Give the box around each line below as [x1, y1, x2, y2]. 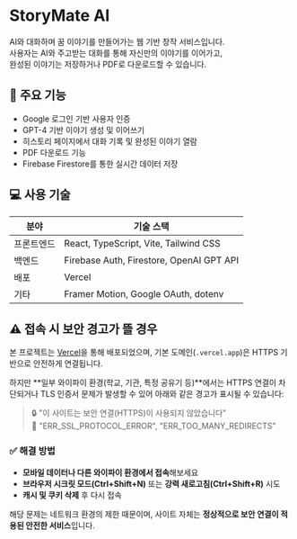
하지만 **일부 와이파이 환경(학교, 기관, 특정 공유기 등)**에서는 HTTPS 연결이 [9, 377, 276, 388]
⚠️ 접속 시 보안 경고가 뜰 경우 [9, 321, 158, 337]
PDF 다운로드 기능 [22, 147, 87, 157]
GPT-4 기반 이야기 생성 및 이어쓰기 [22, 124, 145, 135]
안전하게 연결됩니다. [32, 358, 103, 369]
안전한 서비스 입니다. [25, 519, 96, 531]
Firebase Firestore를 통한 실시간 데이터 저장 [22, 158, 179, 169]
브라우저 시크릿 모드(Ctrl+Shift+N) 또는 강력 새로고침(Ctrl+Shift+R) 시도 [22, 478, 281, 489]
